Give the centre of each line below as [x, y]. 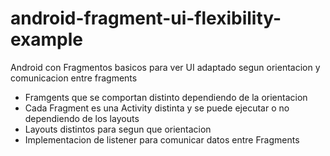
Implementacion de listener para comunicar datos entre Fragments [162, 139]
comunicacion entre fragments [74, 78]
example [47, 39]
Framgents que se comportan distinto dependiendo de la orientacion [166, 97]
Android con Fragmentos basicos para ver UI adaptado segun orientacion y [165, 67]
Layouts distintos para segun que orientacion [118, 129]
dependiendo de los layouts [82, 118]
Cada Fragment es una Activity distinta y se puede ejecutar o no [157, 108]
